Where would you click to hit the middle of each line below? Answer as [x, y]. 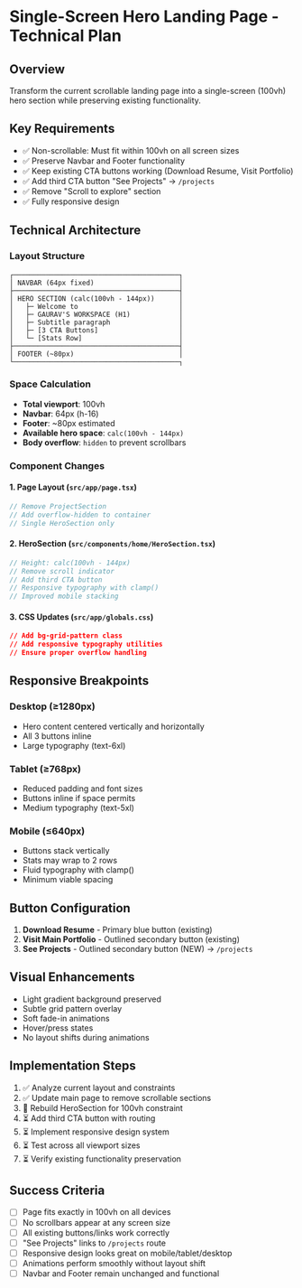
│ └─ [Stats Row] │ [96, 338]
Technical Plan [65, 36]
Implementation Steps [73, 1066]
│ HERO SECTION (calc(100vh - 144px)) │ [96, 299]
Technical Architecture [75, 231]
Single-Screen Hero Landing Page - [144, 17]
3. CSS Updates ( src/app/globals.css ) [82, 617]
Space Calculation [50, 384]
